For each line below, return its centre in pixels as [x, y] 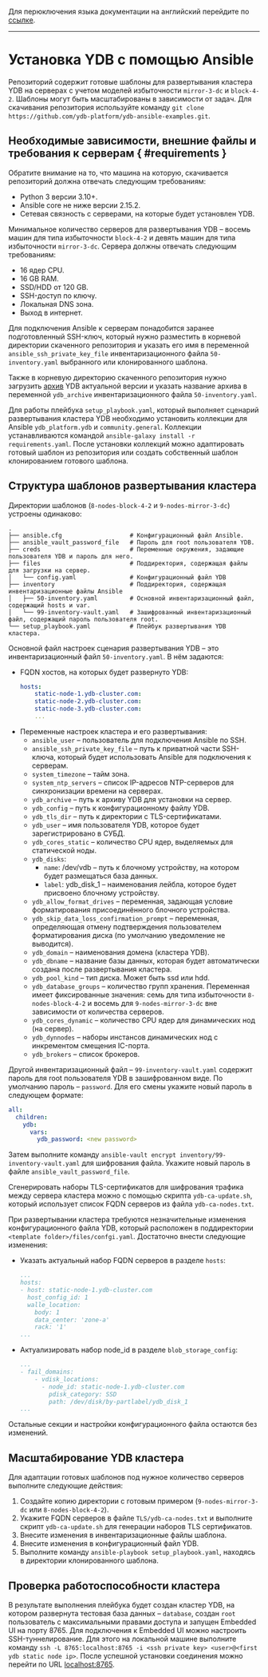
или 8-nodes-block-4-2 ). [69, 1510]
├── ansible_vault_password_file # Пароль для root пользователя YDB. [132, 542]
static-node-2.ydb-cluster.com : [88, 701]
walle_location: [54, 1305]
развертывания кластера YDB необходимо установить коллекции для [128, 418]
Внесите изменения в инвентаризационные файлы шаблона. [123, 1535]
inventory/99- [203, 1155]
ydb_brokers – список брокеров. [86, 1054]
